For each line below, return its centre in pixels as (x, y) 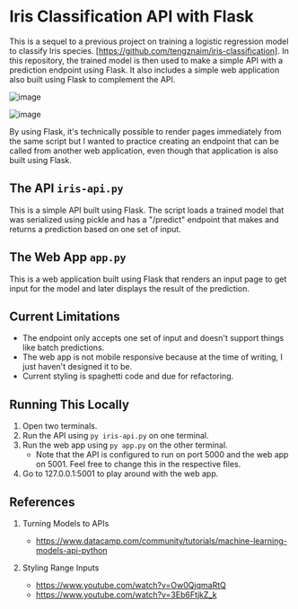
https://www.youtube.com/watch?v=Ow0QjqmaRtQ (131, 585)
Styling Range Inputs (61, 568)
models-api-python (71, 550)
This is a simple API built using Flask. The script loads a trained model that (147, 210)
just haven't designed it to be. (77, 367)
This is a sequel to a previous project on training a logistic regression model (149, 41)
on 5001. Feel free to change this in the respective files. (138, 465)
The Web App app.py (68, 257)
